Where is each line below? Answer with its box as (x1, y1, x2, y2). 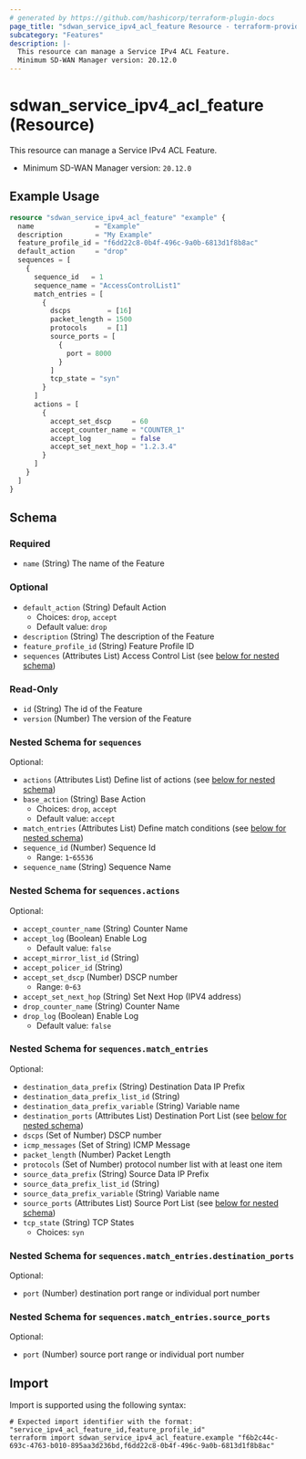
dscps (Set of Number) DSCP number (22, 1129, 162, 1140)
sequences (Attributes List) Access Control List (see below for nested (22, 650, 280, 661)
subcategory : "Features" (9, 30, 104, 39)
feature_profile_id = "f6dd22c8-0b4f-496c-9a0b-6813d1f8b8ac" (17, 238, 259, 247)
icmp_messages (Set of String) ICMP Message (22, 1139, 191, 1150)
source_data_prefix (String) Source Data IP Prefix (22, 1168, 209, 1179)
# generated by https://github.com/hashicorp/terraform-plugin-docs (9, 13, 275, 23)
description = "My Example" (17, 230, 153, 239)
